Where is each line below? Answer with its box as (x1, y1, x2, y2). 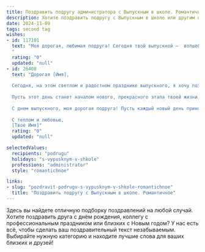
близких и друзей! (6, 239, 54, 246)
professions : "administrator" (12, 162, 88, 168)
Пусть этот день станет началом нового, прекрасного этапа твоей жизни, (12, 94, 201, 100)
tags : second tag (6, 26, 51, 32)
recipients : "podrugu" (12, 150, 70, 156)
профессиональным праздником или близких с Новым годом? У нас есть (6, 219, 199, 226)
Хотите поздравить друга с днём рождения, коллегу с (6, 213, 148, 220)
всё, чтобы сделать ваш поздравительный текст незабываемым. (6, 226, 176, 233)
